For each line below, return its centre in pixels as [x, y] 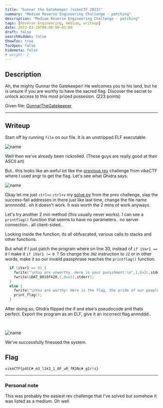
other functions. [21, 239]
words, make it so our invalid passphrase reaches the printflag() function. [80, 259]
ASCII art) [15, 161]
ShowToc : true [19, 41]
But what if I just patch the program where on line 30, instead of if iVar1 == [81, 249]
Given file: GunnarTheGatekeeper [38, 106]
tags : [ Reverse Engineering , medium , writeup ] [53, 23]
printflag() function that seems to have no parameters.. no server [72, 220]
